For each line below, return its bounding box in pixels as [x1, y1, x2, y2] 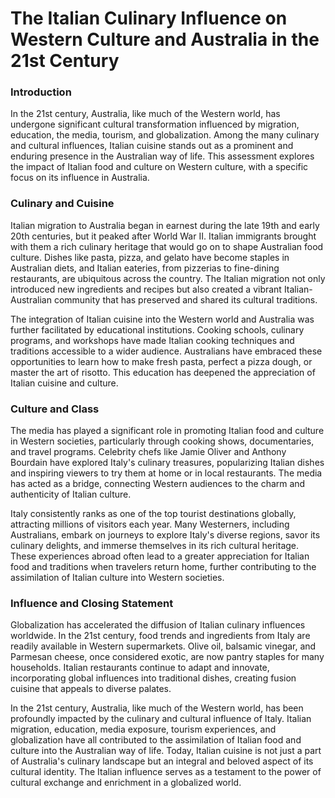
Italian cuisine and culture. [10, 377, 119, 389]
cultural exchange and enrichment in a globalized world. [10, 777, 242, 789]
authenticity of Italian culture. [10, 488, 132, 501]
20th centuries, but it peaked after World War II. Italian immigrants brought [10, 230, 317, 242]
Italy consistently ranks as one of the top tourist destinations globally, [10, 508, 297, 520]
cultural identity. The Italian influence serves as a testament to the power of [10, 766, 322, 778]
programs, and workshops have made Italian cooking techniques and [10, 334, 295, 346]
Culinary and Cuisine [10, 197, 115, 211]
